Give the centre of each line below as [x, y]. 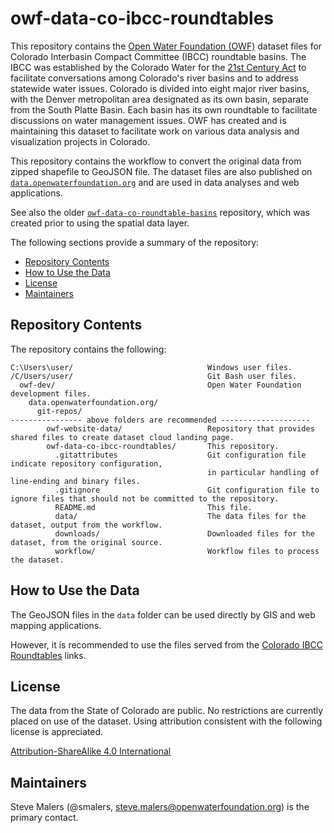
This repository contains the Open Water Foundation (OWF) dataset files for [166, 46]
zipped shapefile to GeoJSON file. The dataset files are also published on [161, 171]
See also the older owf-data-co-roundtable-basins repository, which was [160, 212]
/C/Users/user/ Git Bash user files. [154, 376]
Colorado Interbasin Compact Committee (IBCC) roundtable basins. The [158, 56]
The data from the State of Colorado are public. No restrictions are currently [167, 711]
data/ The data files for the [180, 516]
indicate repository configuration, [86, 463]
